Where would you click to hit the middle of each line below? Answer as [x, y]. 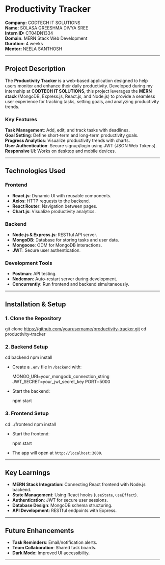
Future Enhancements [40, 530]
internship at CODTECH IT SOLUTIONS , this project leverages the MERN [79, 91]
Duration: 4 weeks [24, 43]
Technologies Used [35, 171]
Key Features [21, 119]
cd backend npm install [29, 357]
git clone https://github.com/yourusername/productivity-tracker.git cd [76, 329]
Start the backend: [31, 391]
